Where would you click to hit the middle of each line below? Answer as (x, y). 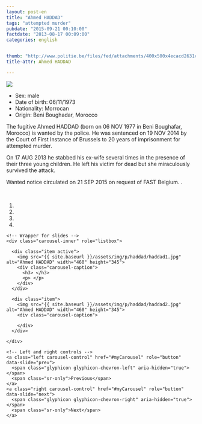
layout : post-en (26, 12)
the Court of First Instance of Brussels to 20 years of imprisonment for (93, 139)
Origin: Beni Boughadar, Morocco (56, 115)
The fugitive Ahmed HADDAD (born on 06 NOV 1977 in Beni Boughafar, (94, 126)
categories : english (32, 40)
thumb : (14, 56)
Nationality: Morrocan (42, 108)
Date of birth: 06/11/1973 (45, 102)
